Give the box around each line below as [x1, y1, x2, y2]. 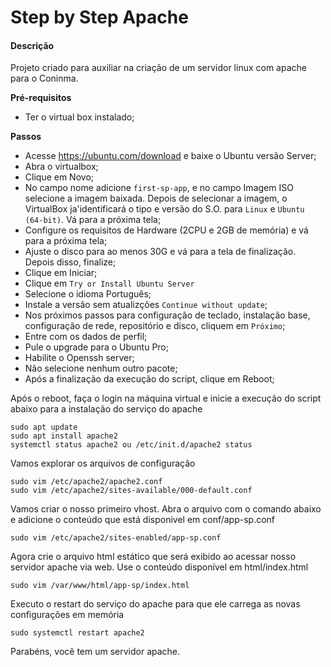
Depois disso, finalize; [24, 256, 117, 268]
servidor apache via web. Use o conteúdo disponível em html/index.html [10, 561, 309, 573]
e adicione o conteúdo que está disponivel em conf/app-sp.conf [10, 514, 276, 526]
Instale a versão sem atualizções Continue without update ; [24, 299, 268, 311]
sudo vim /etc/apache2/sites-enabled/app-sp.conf [10, 533, 222, 543]
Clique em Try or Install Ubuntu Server [24, 277, 195, 290]
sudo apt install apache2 [10, 431, 118, 441]
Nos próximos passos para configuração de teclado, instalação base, [24, 309, 311, 321]
